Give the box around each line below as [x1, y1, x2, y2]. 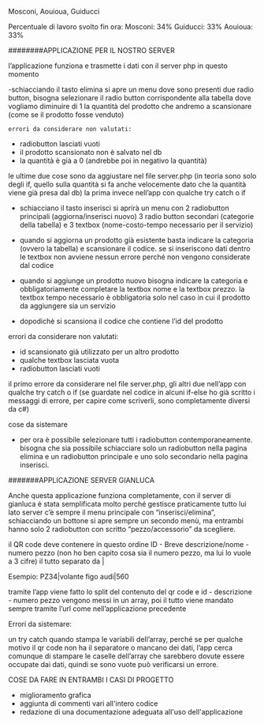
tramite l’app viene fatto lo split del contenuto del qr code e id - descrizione [8, 587, 252, 596]
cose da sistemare [8, 420, 69, 429]
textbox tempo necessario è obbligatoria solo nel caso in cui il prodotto [19, 292, 251, 302]
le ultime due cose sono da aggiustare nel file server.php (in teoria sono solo [8, 172, 257, 180]
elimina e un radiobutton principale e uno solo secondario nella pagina [19, 452, 248, 461]
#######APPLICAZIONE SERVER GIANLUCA [8, 476, 155, 485]
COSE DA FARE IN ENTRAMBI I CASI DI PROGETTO [8, 675, 174, 684]
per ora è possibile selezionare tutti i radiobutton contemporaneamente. [19, 435, 253, 444]
